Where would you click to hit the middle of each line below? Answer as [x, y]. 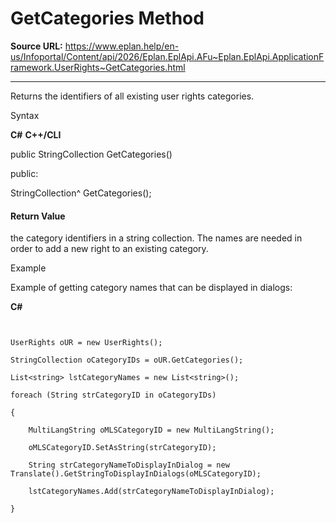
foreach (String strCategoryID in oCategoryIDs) [113, 395]
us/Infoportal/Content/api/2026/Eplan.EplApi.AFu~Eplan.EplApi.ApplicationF [167, 56]
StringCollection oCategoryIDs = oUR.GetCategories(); [127, 360]
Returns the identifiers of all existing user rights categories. [132, 96]
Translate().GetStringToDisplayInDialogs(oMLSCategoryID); [136, 474]
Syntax [25, 115]
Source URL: [36, 46]
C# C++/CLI [36, 134]
